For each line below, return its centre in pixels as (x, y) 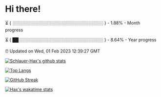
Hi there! (23, 9)
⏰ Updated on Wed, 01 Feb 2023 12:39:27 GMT (53, 51)
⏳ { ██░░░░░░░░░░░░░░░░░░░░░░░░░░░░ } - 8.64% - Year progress (81, 40)
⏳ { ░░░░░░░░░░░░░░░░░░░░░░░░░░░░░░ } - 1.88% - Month (73, 23)
